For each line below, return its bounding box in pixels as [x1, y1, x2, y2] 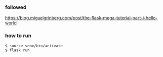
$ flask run [5, 48, 30, 53]
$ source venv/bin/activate [5, 43, 63, 48]
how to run [5, 32, 32, 39]
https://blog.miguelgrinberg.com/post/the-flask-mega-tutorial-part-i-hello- [5, 15, 158, 21]
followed [5, 4, 27, 11]
